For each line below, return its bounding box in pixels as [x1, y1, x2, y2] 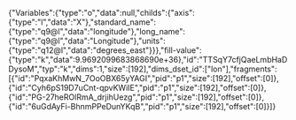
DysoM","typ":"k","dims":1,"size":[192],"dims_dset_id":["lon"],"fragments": [8, 64, 277, 74]
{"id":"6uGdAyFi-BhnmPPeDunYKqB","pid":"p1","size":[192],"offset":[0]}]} [8, 101, 277, 111]
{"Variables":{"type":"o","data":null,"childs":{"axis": [8, 8, 196, 18]
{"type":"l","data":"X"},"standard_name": [8, 17, 157, 27]
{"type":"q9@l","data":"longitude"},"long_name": [8, 26, 186, 36]
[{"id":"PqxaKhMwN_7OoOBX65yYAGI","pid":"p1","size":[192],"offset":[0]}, [8, 73, 280, 83]
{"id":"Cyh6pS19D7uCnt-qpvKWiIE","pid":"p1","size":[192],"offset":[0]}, [8, 83, 267, 93]
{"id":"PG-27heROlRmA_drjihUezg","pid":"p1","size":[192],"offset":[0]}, [8, 92, 265, 102]
